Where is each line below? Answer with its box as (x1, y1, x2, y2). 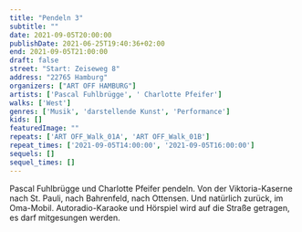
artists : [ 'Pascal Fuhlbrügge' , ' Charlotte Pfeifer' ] (9, 90, 223, 99)
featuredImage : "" (9, 124, 79, 133)
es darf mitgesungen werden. (9, 212, 120, 223)
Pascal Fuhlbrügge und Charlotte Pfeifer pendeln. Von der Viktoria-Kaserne (9, 183, 294, 194)
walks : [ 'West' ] (9, 98, 71, 108)
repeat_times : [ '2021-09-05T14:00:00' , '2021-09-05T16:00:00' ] (9, 141, 255, 150)
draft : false (9, 56, 59, 65)
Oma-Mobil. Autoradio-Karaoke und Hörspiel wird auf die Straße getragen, (9, 202, 290, 213)
